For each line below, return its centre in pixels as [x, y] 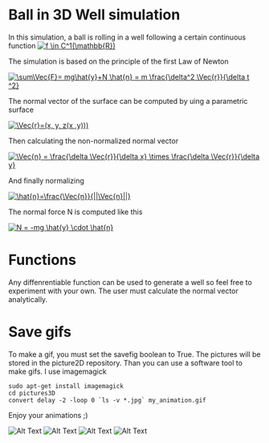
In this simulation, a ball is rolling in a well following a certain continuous [127, 37]
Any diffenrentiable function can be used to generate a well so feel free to [130, 282]
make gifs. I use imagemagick [57, 371]
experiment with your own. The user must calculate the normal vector [123, 291]
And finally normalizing [46, 180]
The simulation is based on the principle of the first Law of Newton [118, 61]
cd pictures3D [32, 393]
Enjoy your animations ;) [48, 415]
